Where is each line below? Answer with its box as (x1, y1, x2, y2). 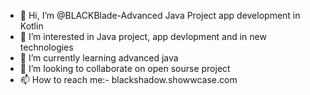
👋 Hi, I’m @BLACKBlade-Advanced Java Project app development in (19, 10, 301, 21)
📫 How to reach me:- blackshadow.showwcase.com (19, 74, 238, 85)
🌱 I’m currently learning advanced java (19, 52, 179, 64)
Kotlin (19, 20, 44, 32)
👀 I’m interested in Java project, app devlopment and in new (19, 31, 267, 42)
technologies (19, 41, 74, 53)
